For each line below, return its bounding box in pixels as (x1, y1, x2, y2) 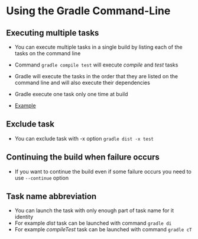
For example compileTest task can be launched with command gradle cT (14, 226, 192, 233)
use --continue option (14, 174, 69, 181)
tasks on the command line (14, 50, 81, 57)
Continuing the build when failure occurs (6, 152, 160, 162)
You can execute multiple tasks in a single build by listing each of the (14, 43, 183, 50)
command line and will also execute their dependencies (14, 79, 151, 86)
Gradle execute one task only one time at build (14, 91, 128, 97)
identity (14, 213, 34, 221)
